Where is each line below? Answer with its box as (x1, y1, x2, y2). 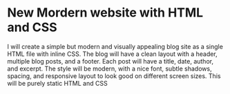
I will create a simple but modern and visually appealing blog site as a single (7, 42, 223, 50)
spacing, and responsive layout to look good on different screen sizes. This (7, 71, 221, 80)
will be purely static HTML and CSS (7, 79, 108, 87)
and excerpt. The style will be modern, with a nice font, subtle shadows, (7, 64, 212, 73)
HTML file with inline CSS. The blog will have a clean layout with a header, (7, 50, 218, 58)
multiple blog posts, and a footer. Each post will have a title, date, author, (7, 57, 214, 65)
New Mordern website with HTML (7, 5, 204, 21)
